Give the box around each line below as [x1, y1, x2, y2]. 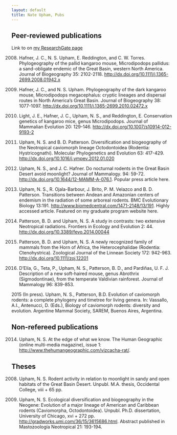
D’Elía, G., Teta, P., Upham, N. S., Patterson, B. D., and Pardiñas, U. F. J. [18, 265, 169, 271]
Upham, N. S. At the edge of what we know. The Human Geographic [18, 337, 163, 343]
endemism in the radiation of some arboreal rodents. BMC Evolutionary [18, 197, 169, 203]
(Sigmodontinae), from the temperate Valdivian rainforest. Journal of [18, 276, 163, 282]
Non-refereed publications [11, 323, 98, 331]
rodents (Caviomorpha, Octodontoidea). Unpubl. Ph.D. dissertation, [18, 407, 161, 413]
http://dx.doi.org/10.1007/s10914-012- [92, 124, 171, 130]
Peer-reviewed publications [11, 31, 102, 40]
